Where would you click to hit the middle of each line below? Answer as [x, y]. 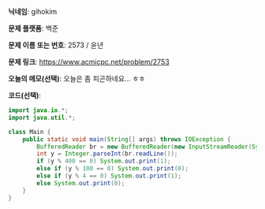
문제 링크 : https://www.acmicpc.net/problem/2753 [89, 62]
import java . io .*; [38, 110]
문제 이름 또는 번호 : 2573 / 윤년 [56, 45]
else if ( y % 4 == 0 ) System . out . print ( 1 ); [109, 176]
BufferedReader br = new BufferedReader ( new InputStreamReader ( [144, 147]
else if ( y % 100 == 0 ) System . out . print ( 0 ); [113, 169]
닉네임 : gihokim [33, 11]
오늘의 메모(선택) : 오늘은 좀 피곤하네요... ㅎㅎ [77, 78]
